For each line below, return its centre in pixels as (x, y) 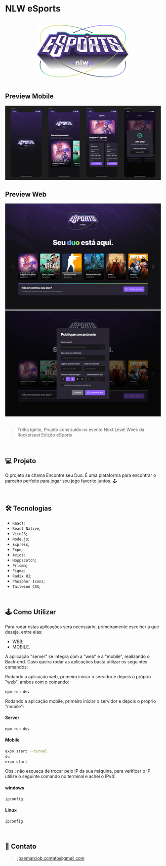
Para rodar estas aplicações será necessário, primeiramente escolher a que (82, 627)
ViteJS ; (20, 533)
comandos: (17, 667)
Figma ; (19, 570)
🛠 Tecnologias (28, 509)
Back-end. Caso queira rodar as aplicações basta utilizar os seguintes (76, 661)
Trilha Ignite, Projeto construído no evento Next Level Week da (81, 430)
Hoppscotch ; (24, 560)
